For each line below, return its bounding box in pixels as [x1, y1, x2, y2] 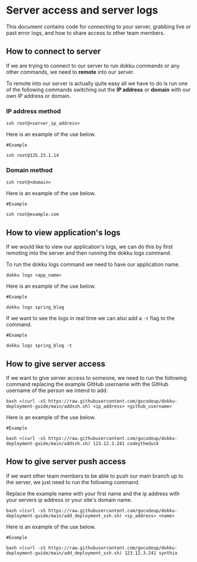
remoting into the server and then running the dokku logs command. [6, 249, 172, 257]
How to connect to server [6, 47, 101, 57]
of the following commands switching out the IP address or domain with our [6, 86, 191, 93]
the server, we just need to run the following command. [6, 478, 140, 485]
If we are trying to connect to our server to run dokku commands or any [6, 62, 180, 69]
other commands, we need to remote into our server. [6, 68, 135, 75]
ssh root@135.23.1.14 [6, 153, 59, 159]
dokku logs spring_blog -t [6, 343, 72, 349]
